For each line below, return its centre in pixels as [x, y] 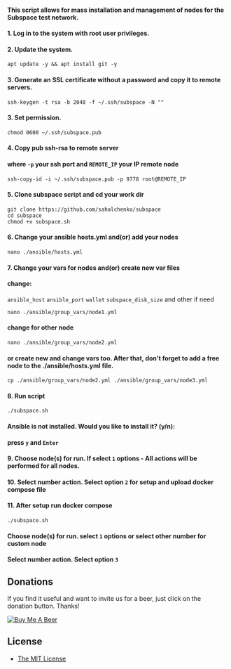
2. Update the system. [40, 49]
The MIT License [42, 658]
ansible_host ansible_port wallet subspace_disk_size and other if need [111, 299]
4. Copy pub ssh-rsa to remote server [63, 148]
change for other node [41, 327]
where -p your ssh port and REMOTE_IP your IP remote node [93, 164]
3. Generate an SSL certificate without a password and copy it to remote [114, 79]
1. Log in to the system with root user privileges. [78, 33]
